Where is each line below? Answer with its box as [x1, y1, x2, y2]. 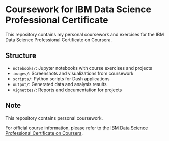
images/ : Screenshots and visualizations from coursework [12, 70, 134, 76]
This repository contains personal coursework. [5, 115, 103, 121]
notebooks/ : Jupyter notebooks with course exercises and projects [12, 65, 153, 71]
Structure [5, 51, 37, 60]
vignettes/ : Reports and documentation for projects [12, 87, 122, 93]
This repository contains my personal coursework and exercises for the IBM [5, 31, 164, 37]
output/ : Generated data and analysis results [12, 81, 107, 87]
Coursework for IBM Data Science [5, 4, 152, 15]
